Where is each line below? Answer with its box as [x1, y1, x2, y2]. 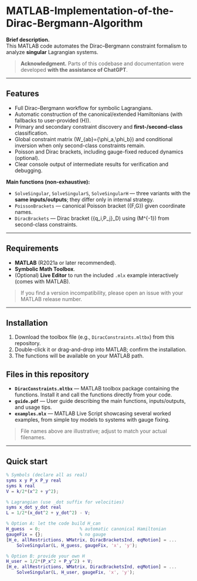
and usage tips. [14, 404, 52, 411]
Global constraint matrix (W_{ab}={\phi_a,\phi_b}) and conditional [14, 135, 173, 142]
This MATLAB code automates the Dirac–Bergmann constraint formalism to [6, 42, 188, 49]
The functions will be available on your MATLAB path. [14, 352, 144, 359]
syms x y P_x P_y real [6, 478, 62, 483]
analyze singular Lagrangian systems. [6, 48, 98, 55]
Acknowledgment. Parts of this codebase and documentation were [20, 60, 185, 67]
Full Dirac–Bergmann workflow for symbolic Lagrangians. [14, 104, 153, 111]
